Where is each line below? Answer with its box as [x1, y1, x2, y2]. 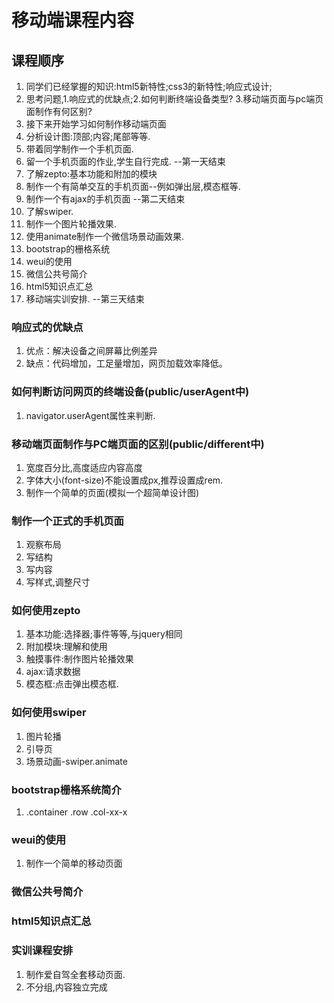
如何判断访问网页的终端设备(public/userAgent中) [11, 385, 250, 399]
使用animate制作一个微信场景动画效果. [25, 231, 185, 242]
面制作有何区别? [25, 106, 93, 117]
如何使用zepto [11, 604, 81, 618]
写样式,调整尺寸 [25, 576, 91, 588]
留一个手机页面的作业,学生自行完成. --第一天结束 [25, 156, 226, 167]
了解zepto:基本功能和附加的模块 [25, 168, 158, 180]
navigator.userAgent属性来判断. [25, 409, 156, 421]
